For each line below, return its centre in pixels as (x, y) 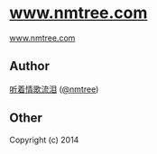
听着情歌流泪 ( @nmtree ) (54, 89)
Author (29, 66)
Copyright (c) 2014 (44, 140)
